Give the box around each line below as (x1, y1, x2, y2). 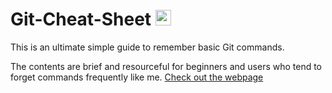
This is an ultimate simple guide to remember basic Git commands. (10, 41, 285, 53)
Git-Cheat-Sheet (10, 8, 152, 31)
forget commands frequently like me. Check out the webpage (10, 71, 264, 83)
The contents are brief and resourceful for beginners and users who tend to (10, 60, 323, 72)
